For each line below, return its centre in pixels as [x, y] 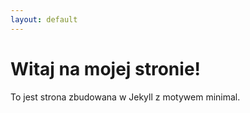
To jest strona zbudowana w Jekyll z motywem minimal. [125, 97]
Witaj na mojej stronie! [106, 68]
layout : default [44, 19]
